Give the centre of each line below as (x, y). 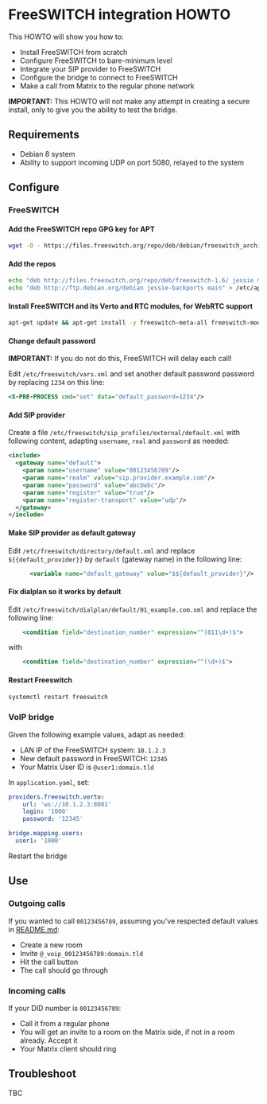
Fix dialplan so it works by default (65, 591)
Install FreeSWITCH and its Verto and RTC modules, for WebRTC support (130, 306)
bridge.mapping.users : (46, 834)
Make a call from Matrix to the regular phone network (107, 86)
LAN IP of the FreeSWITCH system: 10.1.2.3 (93, 750)
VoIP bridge (31, 717)
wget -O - (25, 246)
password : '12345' (53, 819)
